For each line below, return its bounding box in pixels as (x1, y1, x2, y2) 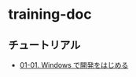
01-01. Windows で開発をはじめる (19, 61, 129, 69)
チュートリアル (8, 38, 81, 51)
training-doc (8, 5, 92, 23)
